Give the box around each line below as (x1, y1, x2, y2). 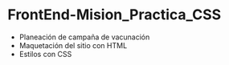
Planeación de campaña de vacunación (18, 32, 150, 42)
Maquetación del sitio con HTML (18, 40, 128, 50)
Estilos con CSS (18, 49, 72, 59)
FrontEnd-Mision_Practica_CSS (7, 6, 222, 24)
